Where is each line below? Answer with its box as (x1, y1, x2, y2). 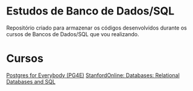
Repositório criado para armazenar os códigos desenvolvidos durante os (6, 24, 187, 31)
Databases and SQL (6, 78, 56, 85)
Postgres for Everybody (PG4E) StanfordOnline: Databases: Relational (6, 71, 180, 79)
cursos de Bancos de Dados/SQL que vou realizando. (6, 30, 139, 37)
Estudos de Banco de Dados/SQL (6, 4, 175, 18)
